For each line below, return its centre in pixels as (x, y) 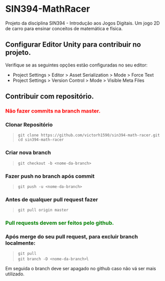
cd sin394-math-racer (41, 140)
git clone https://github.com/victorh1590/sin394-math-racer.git (89, 135)
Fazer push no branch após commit (50, 176)
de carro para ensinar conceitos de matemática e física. (64, 28)
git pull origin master (43, 210)
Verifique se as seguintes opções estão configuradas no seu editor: (76, 65)
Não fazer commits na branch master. (53, 111)
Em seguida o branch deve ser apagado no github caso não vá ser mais (81, 269)
